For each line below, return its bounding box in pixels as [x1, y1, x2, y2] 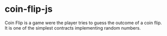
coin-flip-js [5, 3, 53, 15]
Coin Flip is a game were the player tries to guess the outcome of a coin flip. [5, 20, 162, 26]
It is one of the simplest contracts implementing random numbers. [5, 25, 141, 31]
